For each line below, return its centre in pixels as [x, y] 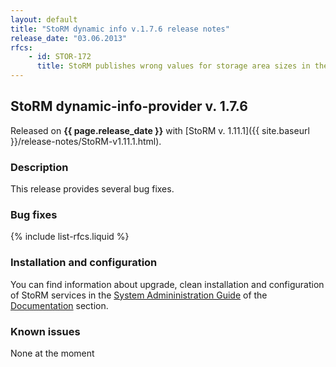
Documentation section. [59, 305]
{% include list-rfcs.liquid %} [70, 237]
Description [39, 167]
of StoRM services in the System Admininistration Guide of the [139, 295]
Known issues [45, 331]
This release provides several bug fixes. [92, 189]
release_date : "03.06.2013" [69, 38]
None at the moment [52, 353]
